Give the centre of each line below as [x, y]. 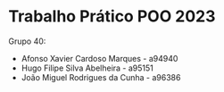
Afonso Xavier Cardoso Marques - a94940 [100, 58]
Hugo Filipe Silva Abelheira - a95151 [87, 68]
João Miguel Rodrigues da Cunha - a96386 [101, 77]
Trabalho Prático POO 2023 [112, 17]
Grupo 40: [27, 41]
